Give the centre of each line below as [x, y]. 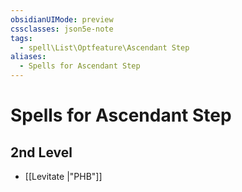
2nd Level [41, 152]
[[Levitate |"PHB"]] [63, 176]
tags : [21, 38]
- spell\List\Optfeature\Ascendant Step [104, 47]
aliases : [28, 57]
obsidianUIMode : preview [62, 19]
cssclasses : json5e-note [62, 29]
